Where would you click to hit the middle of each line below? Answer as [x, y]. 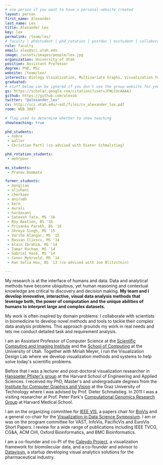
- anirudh [17, 199]
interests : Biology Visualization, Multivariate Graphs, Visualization [79, 77]
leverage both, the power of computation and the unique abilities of [74, 301]
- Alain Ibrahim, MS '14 [32, 244]
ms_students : [18, 168]
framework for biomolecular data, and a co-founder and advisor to [71, 446]
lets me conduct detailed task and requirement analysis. [61, 331]
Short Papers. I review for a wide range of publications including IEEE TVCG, [81, 427]
